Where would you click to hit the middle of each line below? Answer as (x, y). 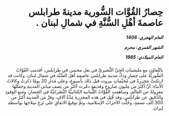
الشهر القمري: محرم (144, 47)
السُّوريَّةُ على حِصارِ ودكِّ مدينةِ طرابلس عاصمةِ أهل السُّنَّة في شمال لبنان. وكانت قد (85, 76)
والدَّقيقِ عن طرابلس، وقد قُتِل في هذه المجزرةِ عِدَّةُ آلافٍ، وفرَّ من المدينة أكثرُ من (87, 97)
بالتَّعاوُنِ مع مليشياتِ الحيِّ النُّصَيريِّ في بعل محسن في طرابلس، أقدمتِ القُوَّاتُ (90, 70)
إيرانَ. (158, 108)
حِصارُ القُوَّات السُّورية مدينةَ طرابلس (96, 12)
